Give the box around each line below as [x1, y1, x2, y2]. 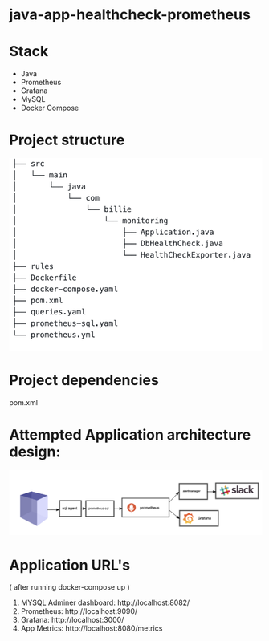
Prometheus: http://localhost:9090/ [20, 607, 138, 616]
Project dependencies [9, 371, 159, 390]
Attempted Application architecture [9, 426, 251, 444]
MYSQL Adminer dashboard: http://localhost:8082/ [20, 598, 190, 607]
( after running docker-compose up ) [9, 582, 131, 592]
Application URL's [9, 556, 131, 574]
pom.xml [9, 398, 39, 407]
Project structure [9, 131, 125, 149]
